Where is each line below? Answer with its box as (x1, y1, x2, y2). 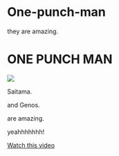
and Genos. (7, 101, 40, 109)
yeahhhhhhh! (7, 128, 45, 136)
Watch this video (7, 141, 55, 149)
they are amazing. (7, 27, 59, 35)
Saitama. (7, 87, 33, 96)
